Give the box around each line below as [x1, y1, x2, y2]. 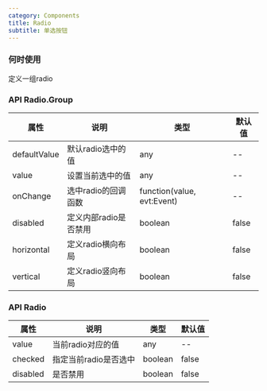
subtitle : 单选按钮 [8, 26, 68, 34]
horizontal [12, 244, 50, 255]
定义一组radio [8, 73, 53, 83]
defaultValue [12, 149, 60, 160]
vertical [12, 271, 41, 282]
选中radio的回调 [67, 184, 126, 195]
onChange [12, 190, 52, 201]
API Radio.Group [8, 94, 74, 105]
